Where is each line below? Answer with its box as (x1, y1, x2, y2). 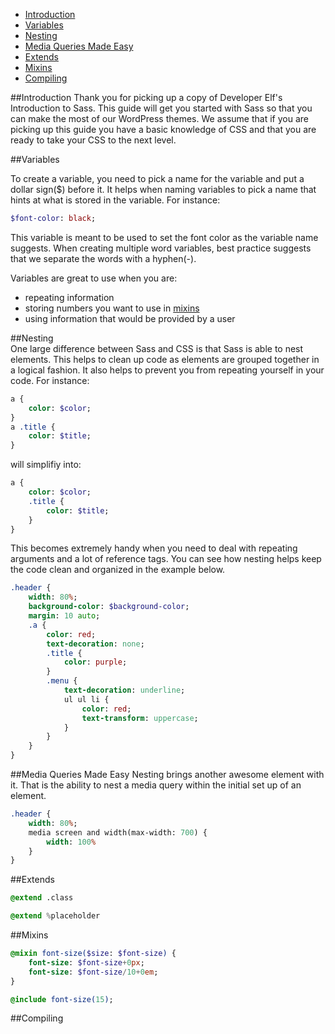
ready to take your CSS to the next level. (10, 134, 177, 146)
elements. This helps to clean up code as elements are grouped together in (10, 353, 320, 365)
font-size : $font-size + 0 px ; (28, 957, 145, 968)
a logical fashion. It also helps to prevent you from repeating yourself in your (10, 364, 325, 376)
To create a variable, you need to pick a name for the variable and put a (10, 173, 305, 184)
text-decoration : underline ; (63, 685, 186, 695)
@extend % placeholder (10, 911, 101, 921)
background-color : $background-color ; (28, 602, 190, 612)
